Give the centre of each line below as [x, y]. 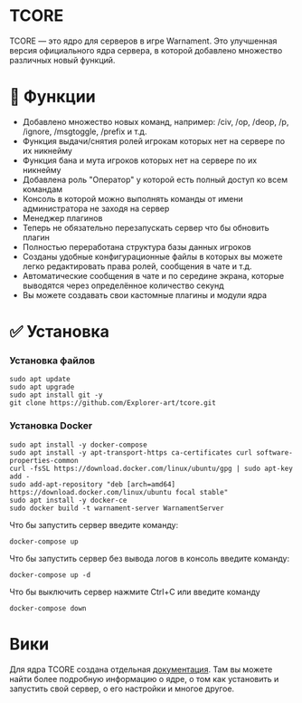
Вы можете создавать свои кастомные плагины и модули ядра [145, 294]
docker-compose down [48, 608]
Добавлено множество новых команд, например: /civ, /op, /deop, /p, [156, 121]
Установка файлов [52, 361]
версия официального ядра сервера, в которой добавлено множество [146, 50]
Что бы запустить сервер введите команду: [94, 525]
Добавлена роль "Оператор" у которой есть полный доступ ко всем [155, 179]
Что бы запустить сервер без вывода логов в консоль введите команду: [150, 558]
